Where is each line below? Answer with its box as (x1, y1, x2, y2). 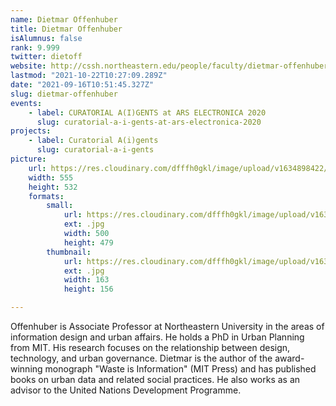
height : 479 (63, 237, 114, 248)
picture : (10, 154, 47, 164)
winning (10, 363, 43, 375)
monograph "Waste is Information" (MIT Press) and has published (44, 363, 317, 375)
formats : (28, 191, 65, 201)
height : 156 (63, 284, 114, 295)
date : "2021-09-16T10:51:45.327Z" (10, 80, 155, 90)
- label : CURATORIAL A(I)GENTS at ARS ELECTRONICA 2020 (28, 107, 267, 118)
